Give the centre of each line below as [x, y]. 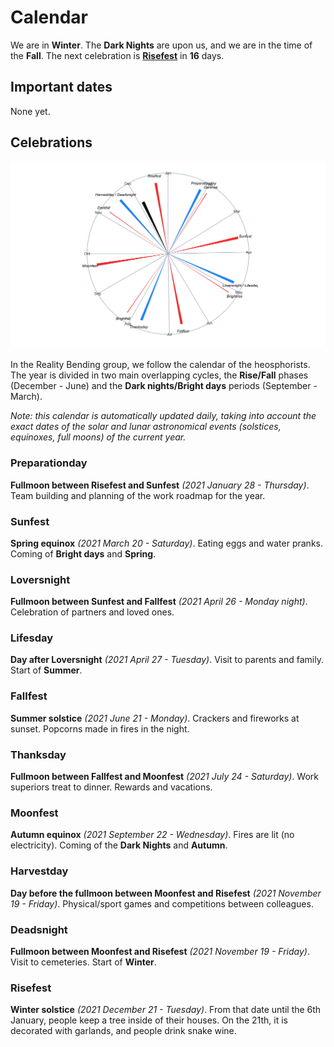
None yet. [30, 111]
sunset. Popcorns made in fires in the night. [100, 728]
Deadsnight [39, 929]
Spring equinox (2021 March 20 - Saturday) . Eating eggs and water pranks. [166, 543]
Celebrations [51, 142]
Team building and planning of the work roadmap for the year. [138, 495]
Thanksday [38, 754]
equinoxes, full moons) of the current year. [98, 437]
